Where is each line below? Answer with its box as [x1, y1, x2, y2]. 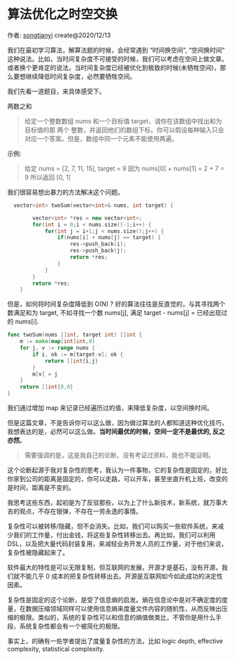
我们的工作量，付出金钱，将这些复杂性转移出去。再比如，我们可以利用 [13, 531, 215, 539]
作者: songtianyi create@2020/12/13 [7, 31, 111, 39]
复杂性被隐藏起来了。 [7, 548, 69, 557]
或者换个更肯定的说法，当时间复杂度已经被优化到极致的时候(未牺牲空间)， [7, 63, 220, 72]
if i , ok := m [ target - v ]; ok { [32, 351, 124, 358]
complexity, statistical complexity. [7, 645, 105, 653]
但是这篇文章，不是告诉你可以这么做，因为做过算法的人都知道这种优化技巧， [7, 419, 228, 427]
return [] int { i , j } [44, 357, 99, 365]
